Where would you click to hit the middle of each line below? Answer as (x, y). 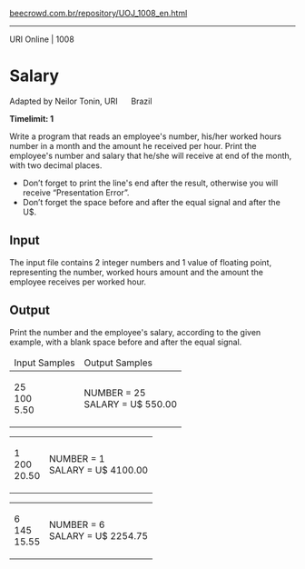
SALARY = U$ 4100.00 (98, 470)
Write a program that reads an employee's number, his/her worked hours (145, 136)
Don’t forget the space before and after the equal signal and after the (152, 202)
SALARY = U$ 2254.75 (98, 535)
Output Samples (118, 363)
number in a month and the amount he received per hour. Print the (133, 145)
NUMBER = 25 (115, 393)
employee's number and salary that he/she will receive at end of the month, (151, 155)
